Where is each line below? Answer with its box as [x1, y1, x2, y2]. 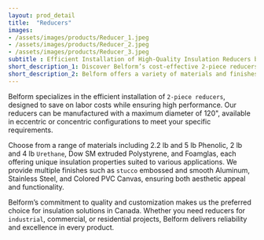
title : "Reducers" [8, 19, 72, 27]
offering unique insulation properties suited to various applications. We [8, 157, 237, 166]
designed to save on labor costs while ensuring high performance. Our [8, 100, 237, 109]
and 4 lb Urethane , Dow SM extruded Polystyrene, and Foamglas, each [8, 149, 237, 158]
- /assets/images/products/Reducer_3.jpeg [8, 48, 149, 56]
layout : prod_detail [8, 11, 76, 20]
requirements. [8, 125, 53, 135]
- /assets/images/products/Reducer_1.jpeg [8, 33, 149, 42]
